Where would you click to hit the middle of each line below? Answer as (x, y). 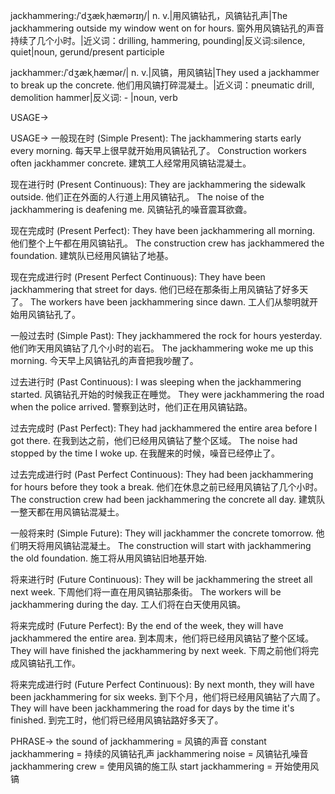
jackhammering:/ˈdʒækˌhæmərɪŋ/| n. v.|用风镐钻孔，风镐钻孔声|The (149, 15)
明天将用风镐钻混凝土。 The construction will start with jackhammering (165, 545)
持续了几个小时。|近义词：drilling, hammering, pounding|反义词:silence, (158, 40)
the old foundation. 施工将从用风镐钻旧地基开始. (109, 558)
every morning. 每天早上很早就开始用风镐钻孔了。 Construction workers (158, 150)
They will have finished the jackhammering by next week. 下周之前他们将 (160, 650)
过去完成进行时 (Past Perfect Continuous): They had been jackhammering (162, 474)
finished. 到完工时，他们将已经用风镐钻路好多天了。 (117, 720)
